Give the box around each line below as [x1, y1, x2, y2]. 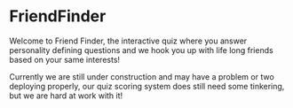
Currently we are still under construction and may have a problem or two [9, 71, 275, 81]
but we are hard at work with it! [9, 90, 123, 101]
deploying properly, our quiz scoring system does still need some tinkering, [9, 81, 285, 91]
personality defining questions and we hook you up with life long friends [9, 44, 273, 55]
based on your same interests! [9, 54, 121, 65]
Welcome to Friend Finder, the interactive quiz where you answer [9, 35, 248, 46]
